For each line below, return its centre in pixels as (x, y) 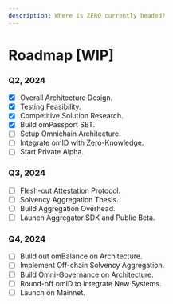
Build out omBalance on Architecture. (81, 256)
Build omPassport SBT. (57, 125)
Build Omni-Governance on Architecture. (86, 274)
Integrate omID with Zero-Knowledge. (82, 143)
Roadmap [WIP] (61, 55)
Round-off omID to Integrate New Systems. (90, 283)
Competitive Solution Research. (71, 116)
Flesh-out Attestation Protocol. (70, 190)
